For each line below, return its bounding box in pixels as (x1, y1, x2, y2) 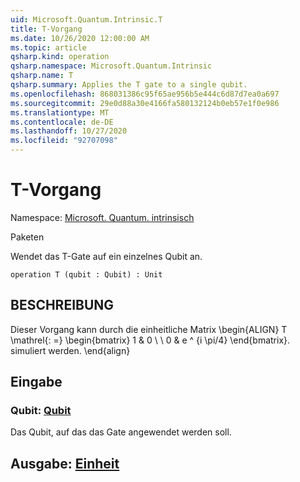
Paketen (10, 231, 45, 243)
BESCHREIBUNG (10, 297, 115, 314)
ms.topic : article (10, 42, 87, 53)
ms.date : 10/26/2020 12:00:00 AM (10, 33, 150, 43)
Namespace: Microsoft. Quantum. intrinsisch (10, 211, 195, 223)
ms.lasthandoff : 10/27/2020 (10, 126, 128, 136)
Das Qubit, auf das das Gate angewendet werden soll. (10, 426, 232, 438)
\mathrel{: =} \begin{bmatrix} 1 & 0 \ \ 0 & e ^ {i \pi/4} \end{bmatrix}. (10, 334, 291, 346)
